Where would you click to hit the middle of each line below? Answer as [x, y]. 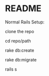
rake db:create [20, 50]
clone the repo [20, 31]
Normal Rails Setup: [25, 22]
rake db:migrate [21, 59]
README [23, 9]
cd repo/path [18, 41]
